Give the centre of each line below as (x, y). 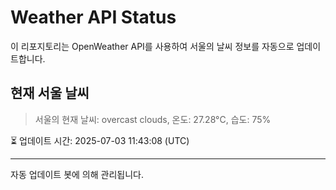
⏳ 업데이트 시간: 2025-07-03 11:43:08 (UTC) (100, 140)
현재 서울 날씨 (50, 93)
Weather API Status (93, 17)
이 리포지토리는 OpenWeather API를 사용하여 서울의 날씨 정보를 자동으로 (152, 46)
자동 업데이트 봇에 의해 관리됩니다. (77, 174)
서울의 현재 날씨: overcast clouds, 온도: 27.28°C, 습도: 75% (153, 119)
